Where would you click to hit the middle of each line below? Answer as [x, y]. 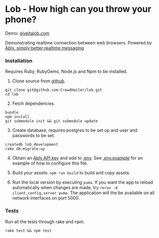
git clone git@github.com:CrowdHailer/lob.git [54, 90]
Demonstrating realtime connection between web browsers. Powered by [79, 42]
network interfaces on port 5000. [46, 198]
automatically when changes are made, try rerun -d [65, 188]
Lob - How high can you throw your [78, 9]
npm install [17, 117]
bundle [12, 113]
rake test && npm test [28, 231]
